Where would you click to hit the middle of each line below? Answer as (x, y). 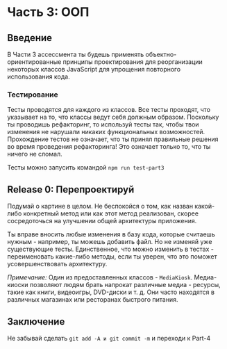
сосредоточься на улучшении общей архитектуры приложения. (102, 221)
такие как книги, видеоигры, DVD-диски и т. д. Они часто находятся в (111, 292)
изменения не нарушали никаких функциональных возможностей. (106, 132)
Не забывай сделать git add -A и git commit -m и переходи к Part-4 (109, 338)
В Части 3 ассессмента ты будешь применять (76, 54)
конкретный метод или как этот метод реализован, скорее (111, 213)
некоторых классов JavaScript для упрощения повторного (94, 69)
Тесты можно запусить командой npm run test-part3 (86, 168)
